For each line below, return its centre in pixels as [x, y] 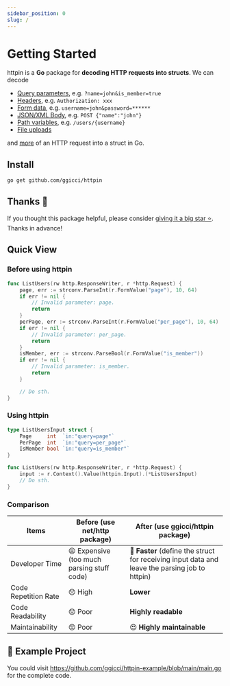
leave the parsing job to [167, 568]
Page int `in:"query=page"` [67, 436]
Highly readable [156, 611]
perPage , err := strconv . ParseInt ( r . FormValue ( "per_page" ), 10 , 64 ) [119, 322]
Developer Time [36, 563]
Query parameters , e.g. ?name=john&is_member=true [89, 93]
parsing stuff [89, 568]
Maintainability [34, 627]
